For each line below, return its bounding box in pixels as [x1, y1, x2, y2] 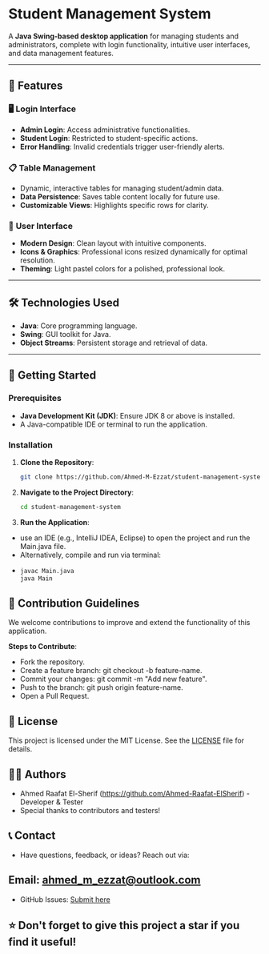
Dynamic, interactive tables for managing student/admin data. [19, 183, 224, 193]
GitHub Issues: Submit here [19, 894, 110, 904]
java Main [19, 574, 54, 583]
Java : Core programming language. [19, 321, 138, 331]
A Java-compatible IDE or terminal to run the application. [19, 419, 208, 429]
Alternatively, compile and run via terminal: [19, 550, 162, 559]
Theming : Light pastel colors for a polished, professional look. [19, 264, 226, 274]
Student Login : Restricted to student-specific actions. [19, 133, 199, 142]
